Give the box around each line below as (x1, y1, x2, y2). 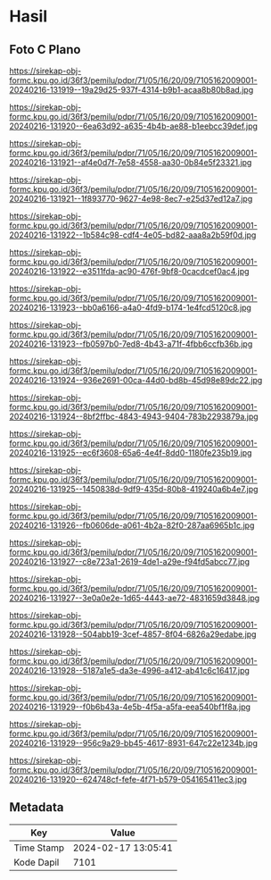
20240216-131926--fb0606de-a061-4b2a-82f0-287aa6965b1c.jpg (9, 520, 255, 531)
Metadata (9, 800, 64, 815)
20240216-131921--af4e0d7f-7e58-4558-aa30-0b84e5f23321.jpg (9, 157, 252, 167)
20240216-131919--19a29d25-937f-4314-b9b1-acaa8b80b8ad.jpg (9, 85, 254, 95)
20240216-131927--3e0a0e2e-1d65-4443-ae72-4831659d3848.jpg (9, 592, 260, 603)
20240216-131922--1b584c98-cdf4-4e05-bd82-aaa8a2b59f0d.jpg (9, 230, 257, 240)
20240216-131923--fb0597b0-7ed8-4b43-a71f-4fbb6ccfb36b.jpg (9, 339, 253, 349)
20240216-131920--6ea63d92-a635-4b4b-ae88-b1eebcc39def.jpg (9, 121, 259, 131)
